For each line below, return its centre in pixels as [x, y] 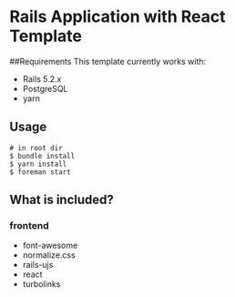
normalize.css [49, 255]
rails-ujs [38, 265]
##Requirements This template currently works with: [108, 61]
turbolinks [41, 284]
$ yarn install [38, 164]
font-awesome [50, 246]
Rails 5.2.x [42, 78]
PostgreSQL [45, 88]
